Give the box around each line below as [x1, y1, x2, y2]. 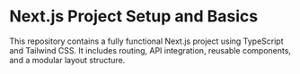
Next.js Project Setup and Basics [9, 6, 259, 27]
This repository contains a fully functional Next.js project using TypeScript [9, 36, 285, 46]
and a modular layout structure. [9, 54, 126, 65]
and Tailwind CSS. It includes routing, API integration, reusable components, [9, 45, 292, 55]
